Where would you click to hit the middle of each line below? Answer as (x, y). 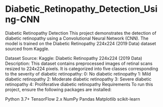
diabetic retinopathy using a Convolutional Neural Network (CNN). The (77, 38)
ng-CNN (22, 19)
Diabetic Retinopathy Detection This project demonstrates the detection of (81, 33)
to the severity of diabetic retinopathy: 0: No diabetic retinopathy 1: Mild (78, 74)
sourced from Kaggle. (27, 49)
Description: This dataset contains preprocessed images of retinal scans (79, 63)
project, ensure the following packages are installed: (59, 89)
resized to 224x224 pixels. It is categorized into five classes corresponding (82, 68)
